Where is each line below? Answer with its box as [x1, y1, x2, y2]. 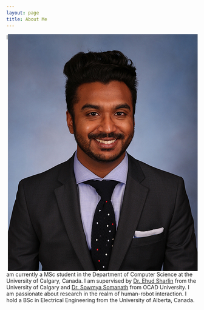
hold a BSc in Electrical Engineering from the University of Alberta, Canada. [6, 296, 195, 303]
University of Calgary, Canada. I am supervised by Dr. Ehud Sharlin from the [6, 277, 196, 285]
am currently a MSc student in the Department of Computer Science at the [6, 271, 193, 278]
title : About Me [6, 16, 47, 22]
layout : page [6, 10, 39, 16]
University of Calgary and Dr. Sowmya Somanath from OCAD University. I [6, 283, 189, 291]
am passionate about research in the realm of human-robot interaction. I [6, 290, 187, 297]
